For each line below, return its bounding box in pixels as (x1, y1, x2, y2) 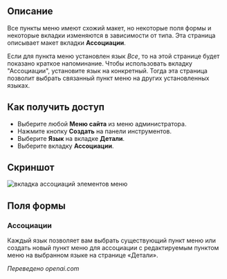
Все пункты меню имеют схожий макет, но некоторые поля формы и (7, 23, 212, 32)
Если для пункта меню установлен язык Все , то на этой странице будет (7, 52, 220, 60)
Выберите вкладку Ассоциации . (17, 142, 114, 150)
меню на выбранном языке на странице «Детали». (7, 251, 158, 260)
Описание (7, 6, 53, 17)
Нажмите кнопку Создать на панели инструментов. (17, 127, 172, 135)
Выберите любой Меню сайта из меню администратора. (17, 119, 187, 128)
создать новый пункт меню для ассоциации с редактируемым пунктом (7, 244, 219, 252)
